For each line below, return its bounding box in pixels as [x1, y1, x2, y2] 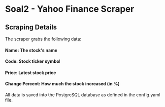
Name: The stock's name [5, 47, 58, 53]
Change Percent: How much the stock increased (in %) [5, 81, 120, 87]
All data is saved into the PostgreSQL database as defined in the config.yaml [5, 92, 161, 98]
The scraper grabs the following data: [5, 36, 82, 42]
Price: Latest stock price [5, 70, 56, 76]
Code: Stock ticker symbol [5, 58, 61, 64]
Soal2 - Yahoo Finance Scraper [5, 3, 134, 15]
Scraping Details [5, 23, 57, 31]
